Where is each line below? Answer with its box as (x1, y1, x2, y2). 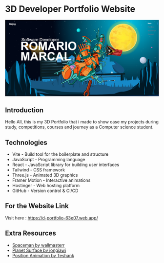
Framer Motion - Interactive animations (12, 177, 91, 183)
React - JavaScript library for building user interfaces (12, 162, 120, 167)
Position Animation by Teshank (12, 252, 75, 258)
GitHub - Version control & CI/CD (12, 188, 79, 194)
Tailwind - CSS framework (12, 167, 65, 173)
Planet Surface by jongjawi (12, 247, 66, 253)
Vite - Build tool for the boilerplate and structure (12, 151, 109, 157)
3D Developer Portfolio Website (5, 3, 136, 15)
